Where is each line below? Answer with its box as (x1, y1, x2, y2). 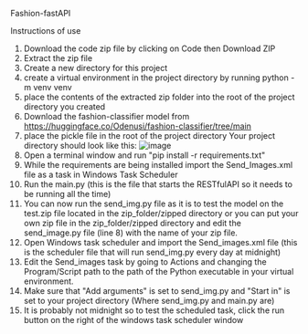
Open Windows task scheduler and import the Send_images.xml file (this (23, 237, 298, 247)
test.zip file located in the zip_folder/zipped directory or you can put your (23, 208, 299, 218)
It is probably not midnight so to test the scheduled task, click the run (23, 305, 285, 316)
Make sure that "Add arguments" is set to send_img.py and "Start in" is (23, 286, 291, 296)
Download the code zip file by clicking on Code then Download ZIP (23, 43, 276, 54)
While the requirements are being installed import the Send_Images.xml (23, 160, 293, 170)
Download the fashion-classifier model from (23, 111, 190, 121)
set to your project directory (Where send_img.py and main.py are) (23, 296, 275, 306)
